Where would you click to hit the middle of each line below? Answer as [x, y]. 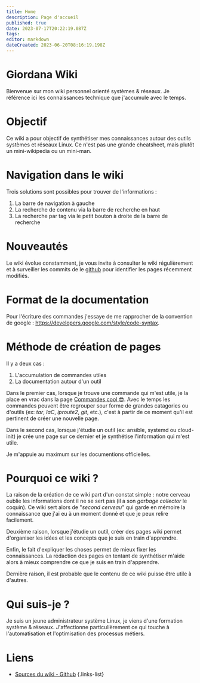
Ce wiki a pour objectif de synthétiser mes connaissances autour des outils [99, 138]
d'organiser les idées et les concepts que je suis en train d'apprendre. [92, 538]
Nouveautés [37, 246]
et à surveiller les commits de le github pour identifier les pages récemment [99, 269]
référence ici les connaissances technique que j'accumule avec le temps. [96, 97]
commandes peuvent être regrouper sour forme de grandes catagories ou [97, 405]
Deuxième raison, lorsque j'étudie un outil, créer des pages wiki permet [94, 532]
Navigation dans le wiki [65, 175]
